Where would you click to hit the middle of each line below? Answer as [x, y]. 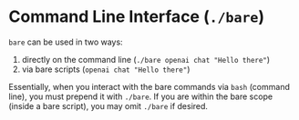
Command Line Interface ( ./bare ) [137, 17]
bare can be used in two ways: [66, 42]
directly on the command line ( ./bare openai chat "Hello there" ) [146, 59]
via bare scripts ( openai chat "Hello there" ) [106, 69]
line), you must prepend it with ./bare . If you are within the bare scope [141, 96]
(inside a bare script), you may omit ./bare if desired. [108, 105]
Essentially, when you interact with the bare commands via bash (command [149, 86]
